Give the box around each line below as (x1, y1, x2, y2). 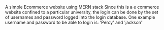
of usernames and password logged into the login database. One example (5, 15, 155, 20)
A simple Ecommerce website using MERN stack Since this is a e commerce (5, 4, 159, 10)
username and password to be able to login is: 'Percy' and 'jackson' (5, 19, 143, 25)
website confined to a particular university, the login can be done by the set (5, 9, 159, 15)
